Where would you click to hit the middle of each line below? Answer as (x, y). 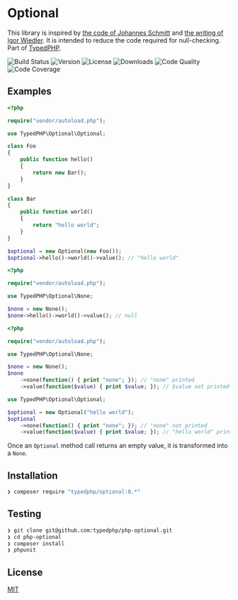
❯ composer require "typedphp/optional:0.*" (74, 492)
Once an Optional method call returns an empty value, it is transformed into (118, 446)
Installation (33, 475)
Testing (24, 514)
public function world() (57, 212)
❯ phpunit (22, 550)
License (25, 572)
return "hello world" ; (66, 225)
